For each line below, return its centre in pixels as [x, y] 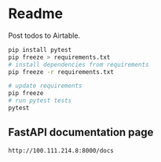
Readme [36, 14]
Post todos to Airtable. [44, 35]
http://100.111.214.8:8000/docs [61, 150]
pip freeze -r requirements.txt [61, 72]
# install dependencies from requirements [79, 64]
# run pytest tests [40, 101]
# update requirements [45, 86]
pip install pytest [40, 50]
